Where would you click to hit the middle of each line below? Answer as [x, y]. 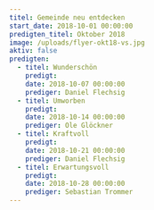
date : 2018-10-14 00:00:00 [75, 117]
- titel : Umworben [52, 101]
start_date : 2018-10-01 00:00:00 [71, 26]
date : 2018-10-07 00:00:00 [75, 84]
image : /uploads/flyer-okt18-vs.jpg [77, 42]
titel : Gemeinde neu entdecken [67, 17]
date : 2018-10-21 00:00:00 [75, 150]
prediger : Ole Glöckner [69, 126]
